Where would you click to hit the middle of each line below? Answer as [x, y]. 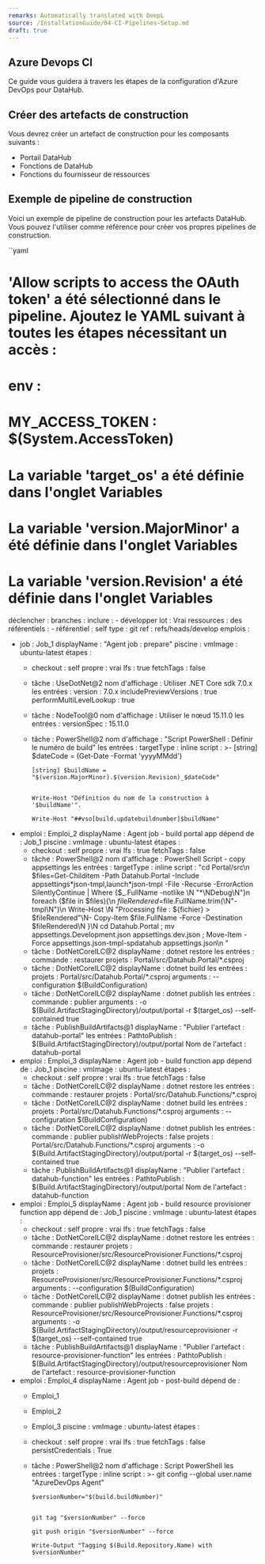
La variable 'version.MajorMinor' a [124, 528]
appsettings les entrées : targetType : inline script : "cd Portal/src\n [141, 867]
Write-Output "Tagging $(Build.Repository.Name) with [122, 1545]
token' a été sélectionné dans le [115, 299]
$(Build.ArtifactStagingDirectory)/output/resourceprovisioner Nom [139, 1364]
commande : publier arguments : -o [89, 1002]
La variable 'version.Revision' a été [126, 581]
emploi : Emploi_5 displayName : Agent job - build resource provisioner [135, 1204]
